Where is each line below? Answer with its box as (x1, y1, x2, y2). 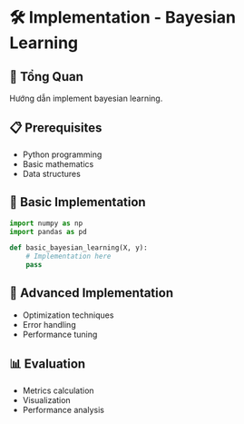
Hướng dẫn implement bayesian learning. (9, 93, 163, 104)
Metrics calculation (22, 385, 94, 396)
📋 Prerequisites (9, 120, 102, 136)
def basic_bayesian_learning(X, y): (9, 243, 148, 252)
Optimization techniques (22, 310, 114, 320)
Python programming (22, 149, 102, 160)
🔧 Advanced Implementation (9, 285, 174, 301)
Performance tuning (22, 329, 98, 340)
